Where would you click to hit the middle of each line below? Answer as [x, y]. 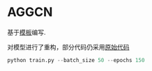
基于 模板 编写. [27, 32]
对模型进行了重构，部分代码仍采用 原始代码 [68, 47]
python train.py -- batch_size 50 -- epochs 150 [76, 60]
